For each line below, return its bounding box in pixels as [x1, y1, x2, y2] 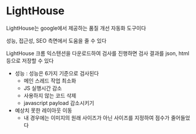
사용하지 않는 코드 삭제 [23, 92, 77, 99]
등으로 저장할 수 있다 [6, 57, 54, 64]
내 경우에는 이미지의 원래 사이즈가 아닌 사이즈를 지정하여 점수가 [23, 114, 170, 121]
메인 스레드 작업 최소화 [23, 77, 77, 84]
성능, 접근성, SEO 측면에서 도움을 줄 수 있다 [6, 37, 107, 44]
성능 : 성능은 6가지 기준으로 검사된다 [14, 69, 99, 76]
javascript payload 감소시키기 [23, 99, 94, 106]
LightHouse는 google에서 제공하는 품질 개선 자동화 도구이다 [6, 24, 147, 31]
